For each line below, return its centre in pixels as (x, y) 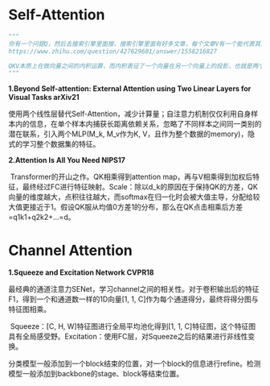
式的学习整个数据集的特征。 (54, 144)
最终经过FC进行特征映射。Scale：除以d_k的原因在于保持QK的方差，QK (140, 187)
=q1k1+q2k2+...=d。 (42, 217)
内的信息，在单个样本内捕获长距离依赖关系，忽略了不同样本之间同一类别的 (138, 124)
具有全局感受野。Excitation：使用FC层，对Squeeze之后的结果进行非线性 (128, 337)
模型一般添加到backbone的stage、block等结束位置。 (96, 374)
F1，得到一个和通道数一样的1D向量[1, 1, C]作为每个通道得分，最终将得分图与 (133, 299)
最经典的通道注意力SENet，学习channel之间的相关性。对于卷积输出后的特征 (134, 289)
